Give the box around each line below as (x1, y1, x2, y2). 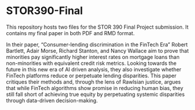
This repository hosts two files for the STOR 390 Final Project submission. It (6, 23, 189, 30)
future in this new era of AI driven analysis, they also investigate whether (6, 66, 182, 73)
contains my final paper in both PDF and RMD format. (6, 29, 135, 36)
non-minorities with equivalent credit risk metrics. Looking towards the (6, 60, 177, 67)
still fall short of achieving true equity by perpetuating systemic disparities (6, 91, 185, 98)
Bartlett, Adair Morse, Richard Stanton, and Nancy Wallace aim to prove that (6, 47, 189, 54)
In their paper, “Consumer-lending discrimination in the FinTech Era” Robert (6, 41, 188, 48)
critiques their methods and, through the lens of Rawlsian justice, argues (6, 78, 181, 85)
